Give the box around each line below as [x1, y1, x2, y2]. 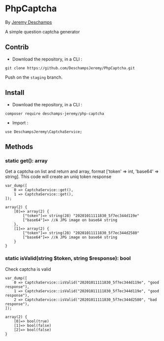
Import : [12, 120, 28, 125]
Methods [5, 142, 33, 151]
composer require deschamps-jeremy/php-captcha [5, 111, 105, 116]
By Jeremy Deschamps [5, 19, 53, 25]
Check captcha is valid [5, 266, 52, 272]
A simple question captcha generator [5, 29, 80, 34]
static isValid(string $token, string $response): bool [5, 255, 131, 262]
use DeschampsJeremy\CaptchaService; [5, 129, 82, 134]
